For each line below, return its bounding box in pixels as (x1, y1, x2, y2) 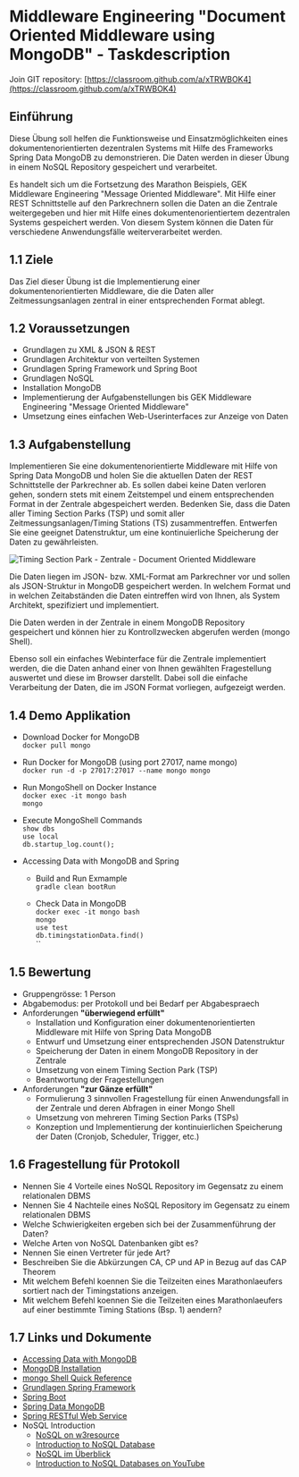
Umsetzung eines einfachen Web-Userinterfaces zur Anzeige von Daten (21, 411, 288, 422)
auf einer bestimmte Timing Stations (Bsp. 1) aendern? (21, 1304, 222, 1315)
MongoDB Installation (21, 1363, 102, 1374)
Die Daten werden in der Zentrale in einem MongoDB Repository (9, 617, 245, 628)
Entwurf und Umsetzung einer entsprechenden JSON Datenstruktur (35, 1035, 286, 1047)
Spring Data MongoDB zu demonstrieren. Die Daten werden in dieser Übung (9, 152, 290, 163)
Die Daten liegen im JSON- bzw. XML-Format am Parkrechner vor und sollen (9, 571, 290, 582)
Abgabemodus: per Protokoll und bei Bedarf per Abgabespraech (21, 998, 261, 1009)
